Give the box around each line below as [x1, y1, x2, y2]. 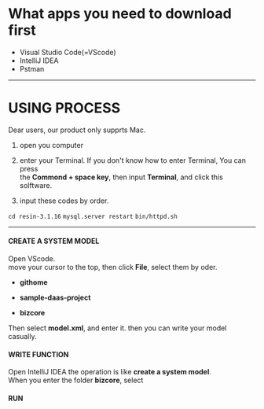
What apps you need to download [8, 5, 232, 23]
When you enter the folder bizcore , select [8, 375, 144, 385]
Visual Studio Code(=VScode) [19, 47, 116, 57]
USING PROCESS [8, 99, 121, 117]
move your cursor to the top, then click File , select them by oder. [8, 263, 218, 272]
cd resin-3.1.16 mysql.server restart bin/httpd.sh [8, 212, 178, 220]
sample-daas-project [19, 293, 91, 303]
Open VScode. [8, 254, 56, 263]
